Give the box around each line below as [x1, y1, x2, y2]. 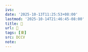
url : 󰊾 [5, 26, 19, 31]
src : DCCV [5, 35, 26, 40]
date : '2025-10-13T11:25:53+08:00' [5, 12, 78, 17]
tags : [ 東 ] [5, 30, 27, 35]
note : [5, 40, 16, 45]
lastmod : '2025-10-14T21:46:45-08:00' [5, 16, 85, 21]
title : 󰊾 [5, 21, 23, 26]
